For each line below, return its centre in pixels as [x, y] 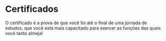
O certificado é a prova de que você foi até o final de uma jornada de [76, 23]
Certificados [32, 9]
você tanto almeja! [24, 33]
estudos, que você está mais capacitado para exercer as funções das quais [83, 28]
